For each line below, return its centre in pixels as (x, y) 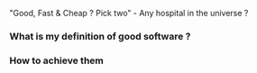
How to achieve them (56, 60)
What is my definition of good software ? (100, 36)
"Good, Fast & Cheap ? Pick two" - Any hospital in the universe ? (129, 13)
